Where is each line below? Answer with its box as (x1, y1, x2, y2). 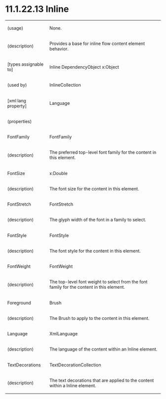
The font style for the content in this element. (49, 248, 141, 254)
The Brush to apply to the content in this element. (49, 315, 150, 321)
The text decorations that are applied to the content (49, 377, 154, 383)
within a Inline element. (49, 382, 96, 389)
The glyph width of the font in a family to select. (49, 217, 147, 223)
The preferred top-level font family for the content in (49, 149, 157, 155)
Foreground (7, 300, 31, 306)
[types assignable (7, 61, 43, 67)
